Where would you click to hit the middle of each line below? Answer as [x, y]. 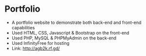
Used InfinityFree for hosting [40, 43]
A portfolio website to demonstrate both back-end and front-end [76, 22]
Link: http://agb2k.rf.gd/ [36, 48]
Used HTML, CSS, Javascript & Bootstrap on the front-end [71, 33]
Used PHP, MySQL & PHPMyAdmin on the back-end [64, 38]
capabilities [23, 27]
